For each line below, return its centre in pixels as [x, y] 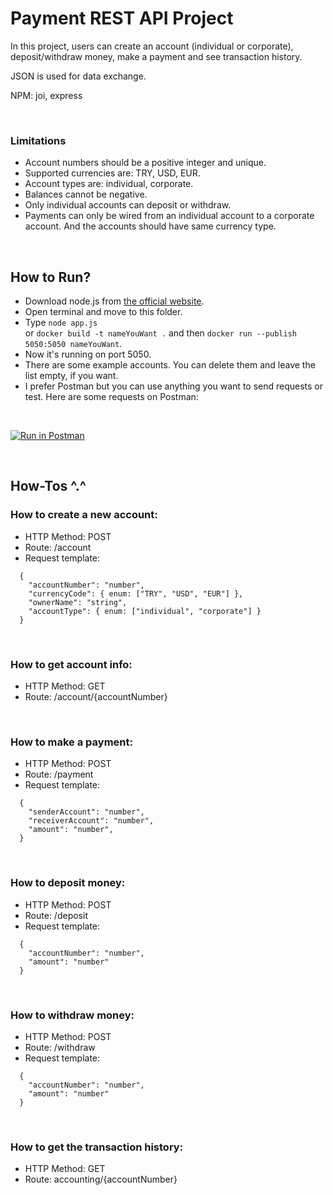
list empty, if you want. [71, 376]
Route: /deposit [56, 915]
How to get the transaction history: [97, 1147]
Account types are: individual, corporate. [109, 184]
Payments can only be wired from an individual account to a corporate [169, 216]
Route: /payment [59, 774]
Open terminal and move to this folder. [103, 312]
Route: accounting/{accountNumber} [101, 1179]
